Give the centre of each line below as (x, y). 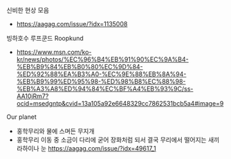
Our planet (22, 117)
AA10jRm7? (33, 96)
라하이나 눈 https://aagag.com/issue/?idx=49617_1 (86, 148)
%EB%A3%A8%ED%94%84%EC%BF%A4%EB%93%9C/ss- (105, 89)
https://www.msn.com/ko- (54, 52)
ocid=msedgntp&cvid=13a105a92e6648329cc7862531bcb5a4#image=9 (120, 103)
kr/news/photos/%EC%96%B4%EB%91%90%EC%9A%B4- (102, 59)
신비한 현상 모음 (28, 10)
